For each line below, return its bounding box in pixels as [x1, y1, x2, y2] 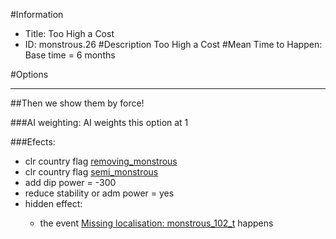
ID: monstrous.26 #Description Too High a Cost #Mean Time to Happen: [24, 39, 323, 50]
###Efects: [10, 136, 56, 148]
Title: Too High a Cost [24, 28, 115, 39]
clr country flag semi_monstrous [24, 166, 159, 178]
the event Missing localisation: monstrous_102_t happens [39, 217, 274, 229]
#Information [10, 9, 64, 20]
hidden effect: [24, 198, 83, 209]
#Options [10, 69, 49, 80]
